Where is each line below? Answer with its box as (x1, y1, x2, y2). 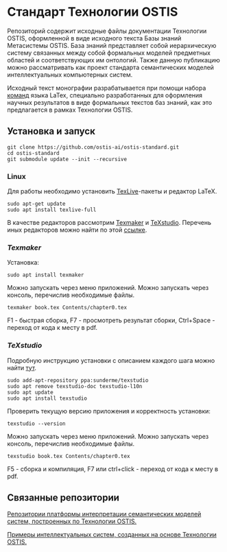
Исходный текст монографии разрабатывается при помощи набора (7, 84, 206, 92)
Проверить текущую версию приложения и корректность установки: (7, 407, 211, 415)
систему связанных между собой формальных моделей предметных (7, 49, 211, 57)
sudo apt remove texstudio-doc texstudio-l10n (7, 383, 143, 389)
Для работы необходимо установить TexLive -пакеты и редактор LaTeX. (7, 187, 217, 195)
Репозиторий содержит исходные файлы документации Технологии (7, 27, 207, 35)
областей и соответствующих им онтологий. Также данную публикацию (7, 56, 221, 64)
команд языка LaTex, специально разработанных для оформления (7, 91, 203, 99)
